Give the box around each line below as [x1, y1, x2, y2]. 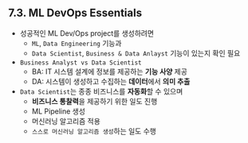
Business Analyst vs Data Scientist [19, 59, 142, 67]
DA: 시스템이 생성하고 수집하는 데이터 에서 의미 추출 [31, 76, 191, 86]
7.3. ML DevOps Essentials [8, 6, 142, 20]
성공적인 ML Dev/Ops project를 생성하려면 [19, 28, 154, 38]
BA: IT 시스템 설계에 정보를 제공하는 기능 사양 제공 [31, 67, 187, 76]
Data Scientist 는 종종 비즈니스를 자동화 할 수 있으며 [19, 87, 183, 96]
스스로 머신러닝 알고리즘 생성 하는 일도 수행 [31, 126, 157, 136]
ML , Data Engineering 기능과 [31, 38, 122, 48]
